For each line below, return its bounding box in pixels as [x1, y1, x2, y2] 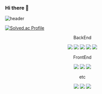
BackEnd [73, 34, 92, 41]
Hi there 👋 [5, 4, 29, 11]
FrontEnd [73, 54, 92, 61]
